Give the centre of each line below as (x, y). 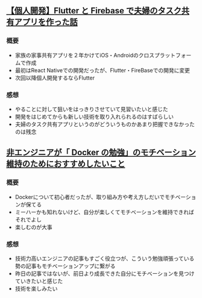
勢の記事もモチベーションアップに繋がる (65, 266)
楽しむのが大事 (33, 227)
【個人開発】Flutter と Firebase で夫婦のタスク (94, 11)
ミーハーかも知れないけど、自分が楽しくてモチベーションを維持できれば (105, 212)
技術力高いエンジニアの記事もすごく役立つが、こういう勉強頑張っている (105, 258)
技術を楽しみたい (36, 288)
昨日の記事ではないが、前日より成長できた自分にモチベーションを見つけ (105, 273)
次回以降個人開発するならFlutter (55, 78)
